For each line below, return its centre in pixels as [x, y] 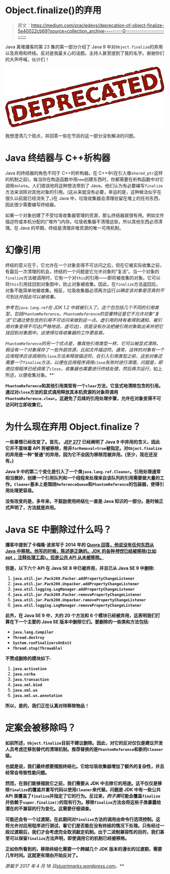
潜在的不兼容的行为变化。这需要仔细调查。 [49, 808]
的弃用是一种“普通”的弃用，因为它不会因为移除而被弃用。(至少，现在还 [79, 454]
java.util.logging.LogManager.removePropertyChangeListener [77, 605]
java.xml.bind [27, 685]
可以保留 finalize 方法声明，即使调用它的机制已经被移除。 [69, 838]
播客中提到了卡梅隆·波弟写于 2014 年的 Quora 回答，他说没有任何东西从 [80, 545]
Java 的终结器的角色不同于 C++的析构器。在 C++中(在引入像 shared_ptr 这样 [84, 173]
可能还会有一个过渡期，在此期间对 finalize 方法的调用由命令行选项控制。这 [83, 819]
